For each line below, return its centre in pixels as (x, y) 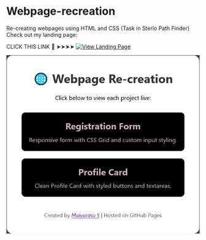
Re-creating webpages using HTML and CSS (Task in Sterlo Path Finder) (98, 28)
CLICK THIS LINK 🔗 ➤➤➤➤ (40, 47)
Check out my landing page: (42, 34)
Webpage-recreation (61, 11)
